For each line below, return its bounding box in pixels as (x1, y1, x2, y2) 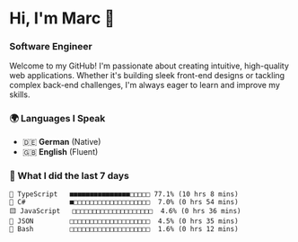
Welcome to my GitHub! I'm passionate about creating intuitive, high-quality (9, 60, 290, 71)
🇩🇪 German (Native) (22, 136, 101, 147)
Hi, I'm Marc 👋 (9, 8, 115, 29)
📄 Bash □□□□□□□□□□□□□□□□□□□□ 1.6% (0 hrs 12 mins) (9, 225, 240, 234)
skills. (9, 89, 31, 100)
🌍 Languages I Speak (9, 112, 106, 125)
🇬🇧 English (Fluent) (22, 146, 99, 157)
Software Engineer (9, 40, 92, 53)
